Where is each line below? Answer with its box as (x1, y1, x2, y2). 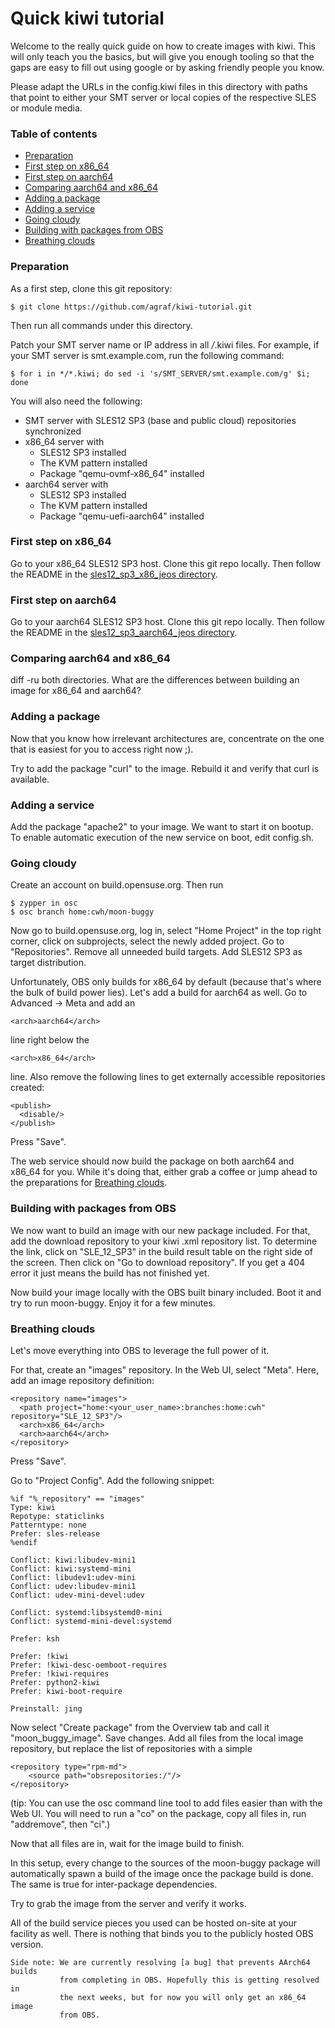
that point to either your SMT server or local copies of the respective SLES (10, 91, 317, 103)
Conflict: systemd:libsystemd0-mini (10, 1607, 163, 1617)
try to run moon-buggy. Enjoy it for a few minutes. (10, 1297, 216, 1309)
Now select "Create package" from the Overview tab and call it (10, 1721, 270, 1733)
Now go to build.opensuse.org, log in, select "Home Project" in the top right (10, 925, 322, 937)
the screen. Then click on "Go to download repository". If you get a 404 (10, 1256, 306, 1268)
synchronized (24, 425, 82, 437)
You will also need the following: (10, 395, 143, 407)
